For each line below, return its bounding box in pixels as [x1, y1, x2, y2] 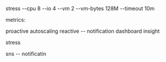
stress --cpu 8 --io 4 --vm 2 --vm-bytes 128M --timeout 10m [5, 5, 155, 12]
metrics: [5, 16, 26, 23]
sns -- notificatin [5, 50, 47, 57]
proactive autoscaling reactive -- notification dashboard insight [5, 27, 160, 35]
